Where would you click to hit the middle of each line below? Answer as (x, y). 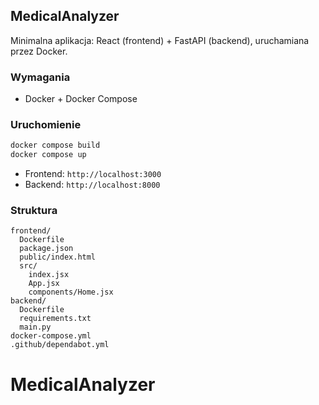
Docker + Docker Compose (81, 99)
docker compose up (48, 155)
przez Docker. (39, 51)
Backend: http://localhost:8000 (92, 185)
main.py (35, 327)
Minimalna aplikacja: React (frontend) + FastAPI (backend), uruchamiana (160, 40)
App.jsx (44, 284)
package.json (46, 249)
